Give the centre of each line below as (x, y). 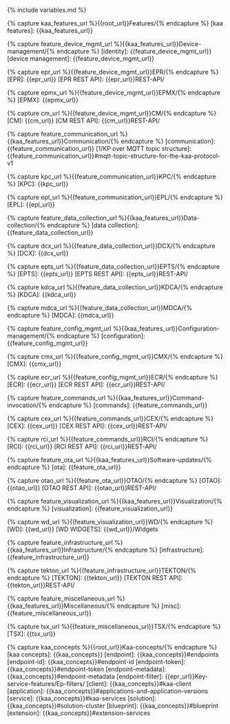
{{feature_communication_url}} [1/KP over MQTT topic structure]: (99, 148)
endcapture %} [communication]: (168, 141)
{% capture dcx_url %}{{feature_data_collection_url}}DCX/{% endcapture (111, 246)
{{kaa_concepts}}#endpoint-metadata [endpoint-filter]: (85, 676)
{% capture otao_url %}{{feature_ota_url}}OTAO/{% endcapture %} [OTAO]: (115, 480)
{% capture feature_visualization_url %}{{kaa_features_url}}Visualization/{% (115, 501)
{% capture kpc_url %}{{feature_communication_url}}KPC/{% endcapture (112, 176)
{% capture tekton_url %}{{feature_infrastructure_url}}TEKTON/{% (102, 570)
